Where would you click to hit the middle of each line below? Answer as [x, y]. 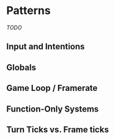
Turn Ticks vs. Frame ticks [57, 130]
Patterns [28, 11]
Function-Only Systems [53, 109]
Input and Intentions [46, 47]
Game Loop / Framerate [52, 88]
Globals [21, 67]
